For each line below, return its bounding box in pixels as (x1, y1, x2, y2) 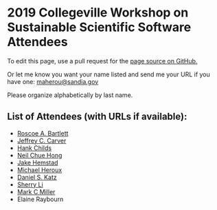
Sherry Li (16, 180, 43, 189)
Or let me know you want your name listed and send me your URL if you (7, 70, 211, 78)
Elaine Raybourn (16, 195, 64, 203)
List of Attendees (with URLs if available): (7, 111, 187, 123)
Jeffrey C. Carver (16, 136, 67, 145)
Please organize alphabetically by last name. (7, 91, 133, 99)
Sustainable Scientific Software (7, 19, 192, 35)
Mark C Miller (16, 187, 56, 196)
